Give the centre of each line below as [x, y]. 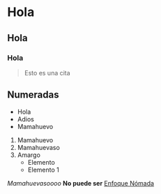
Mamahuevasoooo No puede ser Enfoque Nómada [81, 183]
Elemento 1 [43, 170]
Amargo [29, 155]
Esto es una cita [47, 73]
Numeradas [33, 95]
